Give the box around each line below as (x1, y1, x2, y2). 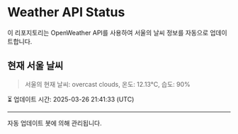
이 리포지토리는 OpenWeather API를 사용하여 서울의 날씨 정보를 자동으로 (7, 28, 209, 37)
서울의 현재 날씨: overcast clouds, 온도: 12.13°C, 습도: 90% (24, 80, 191, 88)
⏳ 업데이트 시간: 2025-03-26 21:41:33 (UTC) (7, 95, 135, 103)
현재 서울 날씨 (7, 60, 64, 72)
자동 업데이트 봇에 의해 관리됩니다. (7, 118, 102, 127)
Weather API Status (7, 4, 125, 20)
